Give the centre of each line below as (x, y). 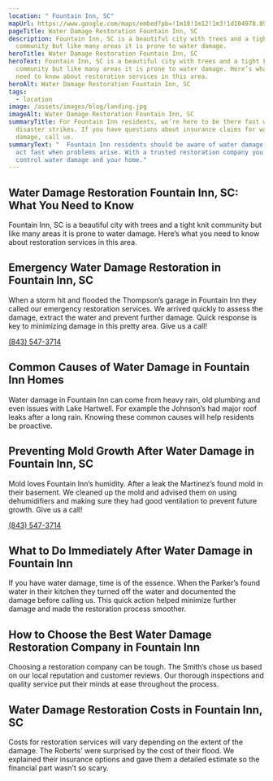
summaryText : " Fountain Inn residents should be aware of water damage (136, 144)
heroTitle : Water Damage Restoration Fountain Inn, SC (103, 54)
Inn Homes (37, 380)
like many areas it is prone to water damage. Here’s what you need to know (134, 233)
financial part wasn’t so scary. (59, 768)
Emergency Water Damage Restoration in (115, 268)
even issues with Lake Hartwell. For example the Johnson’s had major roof (133, 408)
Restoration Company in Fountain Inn (104, 647)
